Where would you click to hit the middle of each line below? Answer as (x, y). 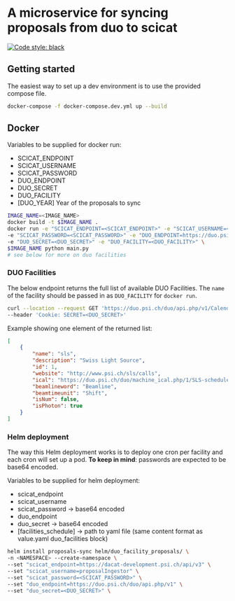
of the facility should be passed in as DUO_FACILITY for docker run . (102, 295)
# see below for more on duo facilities (67, 255)
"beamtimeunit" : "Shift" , (70, 393)
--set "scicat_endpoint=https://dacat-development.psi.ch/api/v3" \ (109, 565)
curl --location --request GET (53, 308)
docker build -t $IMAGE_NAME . (53, 222)
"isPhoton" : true (57, 406)
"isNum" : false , (56, 400)
